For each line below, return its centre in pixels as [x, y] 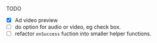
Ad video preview [36, 20]
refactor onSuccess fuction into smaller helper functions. [83, 34]
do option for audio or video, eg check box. [68, 27]
